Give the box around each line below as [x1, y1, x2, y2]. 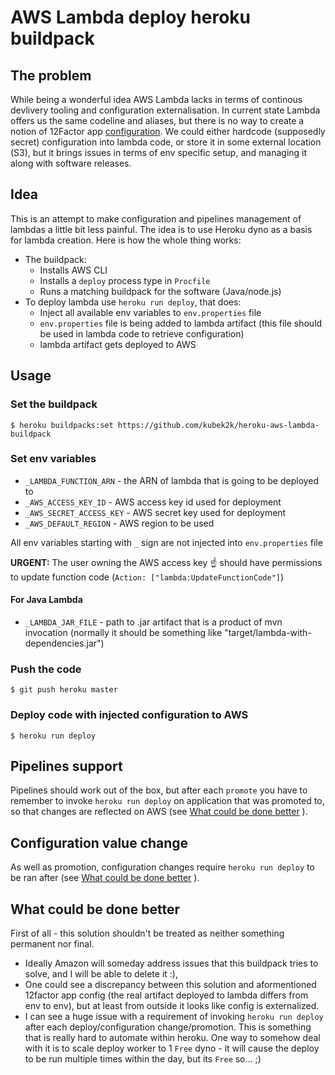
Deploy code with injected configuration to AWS [10, 708, 249, 722]
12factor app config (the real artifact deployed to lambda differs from [24, 989, 309, 1001]
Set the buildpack [10, 397, 98, 411]
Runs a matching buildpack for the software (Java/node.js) [39, 285, 282, 297]
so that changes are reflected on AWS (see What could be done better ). [10, 806, 308, 818]
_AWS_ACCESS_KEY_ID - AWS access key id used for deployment [24, 496, 282, 508]
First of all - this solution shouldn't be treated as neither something [10, 927, 285, 940]
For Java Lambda [10, 594, 83, 606]
